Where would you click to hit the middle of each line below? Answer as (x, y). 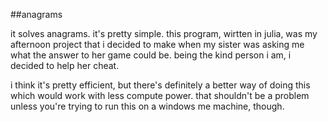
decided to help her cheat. (65, 65)
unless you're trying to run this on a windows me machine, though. (147, 106)
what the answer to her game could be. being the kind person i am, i (151, 55)
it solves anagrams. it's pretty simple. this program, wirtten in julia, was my (164, 33)
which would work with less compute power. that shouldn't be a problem (160, 95)
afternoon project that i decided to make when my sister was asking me (157, 44)
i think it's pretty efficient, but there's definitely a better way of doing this (160, 85)
